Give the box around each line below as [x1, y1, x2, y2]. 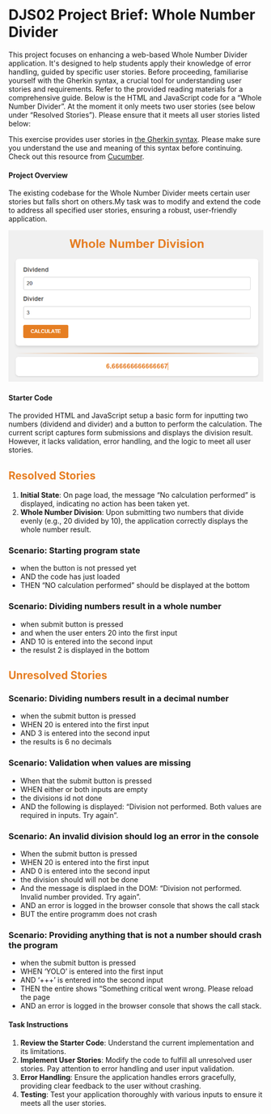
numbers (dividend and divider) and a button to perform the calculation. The [8, 419, 263, 429]
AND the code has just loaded [19, 572, 121, 581]
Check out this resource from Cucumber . [8, 152, 145, 161]
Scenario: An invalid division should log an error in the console [8, 830, 260, 842]
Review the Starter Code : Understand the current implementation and [19, 1038, 255, 1048]
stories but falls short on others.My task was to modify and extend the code [8, 197, 261, 207]
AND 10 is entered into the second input [19, 636, 154, 646]
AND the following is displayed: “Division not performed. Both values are [19, 801, 262, 812]
